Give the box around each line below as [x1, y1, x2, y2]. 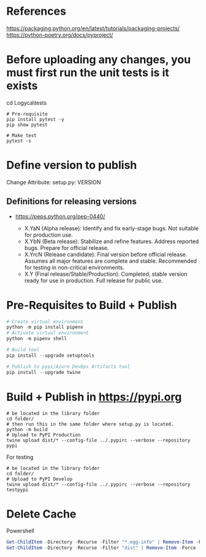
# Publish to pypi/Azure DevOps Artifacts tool [6, 364, 131, 370]
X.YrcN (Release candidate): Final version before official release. [24, 251, 188, 258]
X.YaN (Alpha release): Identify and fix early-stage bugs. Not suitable [24, 224, 199, 232]
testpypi [6, 486, 29, 493]
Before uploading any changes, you [6, 53, 191, 67]
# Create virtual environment [6, 318, 84, 325]
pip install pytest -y [6, 116, 64, 122]
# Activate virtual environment [6, 330, 89, 336]
